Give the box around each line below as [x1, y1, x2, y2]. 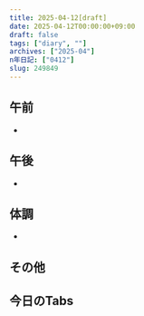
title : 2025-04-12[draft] [9, 13, 107, 23]
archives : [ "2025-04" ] [9, 47, 95, 56]
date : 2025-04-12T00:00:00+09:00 [9, 22, 136, 31]
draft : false [9, 30, 59, 39]
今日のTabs [9, 293, 74, 309]
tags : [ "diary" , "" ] [9, 38, 88, 48]
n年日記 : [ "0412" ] [9, 55, 75, 64]
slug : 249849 [9, 64, 59, 74]
